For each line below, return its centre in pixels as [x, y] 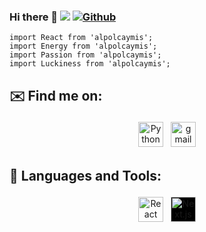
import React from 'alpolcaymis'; [81, 38]
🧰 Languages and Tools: [85, 175]
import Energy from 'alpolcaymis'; [83, 46]
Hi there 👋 [34, 17]
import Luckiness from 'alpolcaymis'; [90, 64]
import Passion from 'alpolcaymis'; [85, 55]
